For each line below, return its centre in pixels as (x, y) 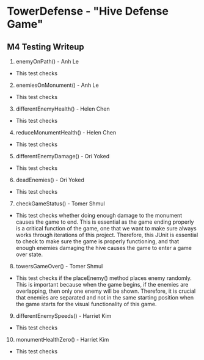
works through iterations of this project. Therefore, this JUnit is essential (107, 235)
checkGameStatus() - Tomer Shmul (60, 204)
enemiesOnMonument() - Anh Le (57, 85)
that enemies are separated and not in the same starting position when (105, 297)
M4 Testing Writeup (46, 47)
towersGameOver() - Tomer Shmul (59, 266)
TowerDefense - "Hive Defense (88, 11)
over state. (29, 254)
